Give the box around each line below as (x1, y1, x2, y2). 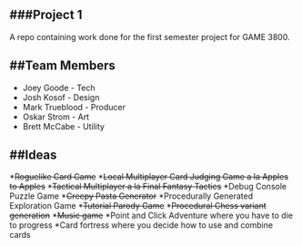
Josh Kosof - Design (22, 91, 100, 103)
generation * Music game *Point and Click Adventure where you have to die (9, 210, 294, 221)
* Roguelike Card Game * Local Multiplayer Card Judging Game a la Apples (9, 171, 289, 182)
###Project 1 (9, 7, 83, 23)
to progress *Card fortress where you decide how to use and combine (9, 220, 274, 231)
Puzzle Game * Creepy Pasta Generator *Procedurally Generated (9, 190, 253, 201)
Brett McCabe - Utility (22, 120, 105, 131)
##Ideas (9, 148, 57, 163)
